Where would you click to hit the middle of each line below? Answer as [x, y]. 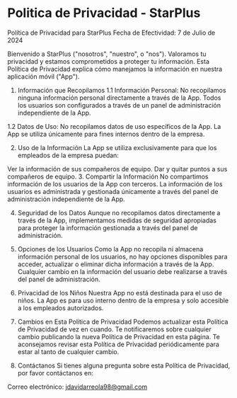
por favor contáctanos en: [55, 373]
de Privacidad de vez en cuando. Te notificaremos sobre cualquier [114, 329]
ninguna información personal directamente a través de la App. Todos [119, 98]
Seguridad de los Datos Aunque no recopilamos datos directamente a [119, 212]
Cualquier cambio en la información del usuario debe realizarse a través [122, 271]
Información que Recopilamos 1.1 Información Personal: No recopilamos [122, 90]
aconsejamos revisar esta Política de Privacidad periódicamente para [118, 344]
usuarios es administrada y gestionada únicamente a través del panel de [113, 191]
